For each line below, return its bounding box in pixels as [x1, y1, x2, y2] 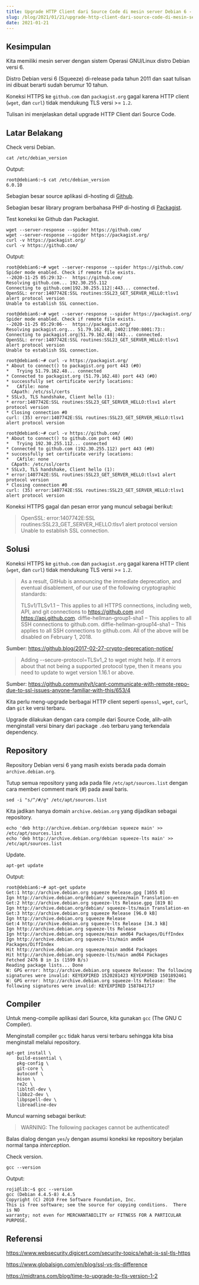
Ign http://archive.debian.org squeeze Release [6, 915, 126, 922]
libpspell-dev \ [17, 1097, 57, 1103]
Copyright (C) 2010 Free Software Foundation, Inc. [6, 1197, 136, 1203]
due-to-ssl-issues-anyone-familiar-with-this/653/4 [6, 686, 131, 693]
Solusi [6, 544, 30, 554]
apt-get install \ [6, 1050, 52, 1056]
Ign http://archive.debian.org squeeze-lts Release [6, 926, 136, 932]
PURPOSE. [6, 1217, 28, 1224]
